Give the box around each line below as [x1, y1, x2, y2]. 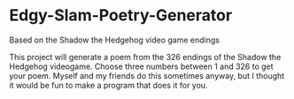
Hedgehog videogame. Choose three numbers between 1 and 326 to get [9, 61, 274, 72]
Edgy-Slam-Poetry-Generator [9, 5, 233, 26]
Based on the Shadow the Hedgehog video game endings [9, 34, 220, 45]
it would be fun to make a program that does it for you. [9, 80, 208, 90]
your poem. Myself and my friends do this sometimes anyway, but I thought [9, 70, 285, 80]
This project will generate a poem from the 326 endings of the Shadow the [9, 51, 282, 62]
